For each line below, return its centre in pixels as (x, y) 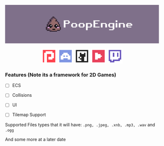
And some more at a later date (35, 139)
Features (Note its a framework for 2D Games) (61, 75)
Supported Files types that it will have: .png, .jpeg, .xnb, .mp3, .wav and (80, 125)
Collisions (22, 95)
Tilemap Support (29, 115)
